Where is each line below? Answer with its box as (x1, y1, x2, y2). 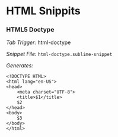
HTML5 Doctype (6, 26, 55, 34)
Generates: (6, 62, 34, 69)
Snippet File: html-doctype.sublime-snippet (6, 51, 113, 58)
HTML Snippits (6, 4, 81, 18)
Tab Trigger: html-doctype (6, 39, 71, 46)
